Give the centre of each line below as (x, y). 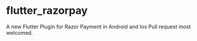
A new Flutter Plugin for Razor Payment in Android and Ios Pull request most (98, 27)
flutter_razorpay (47, 11)
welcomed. (20, 32)
